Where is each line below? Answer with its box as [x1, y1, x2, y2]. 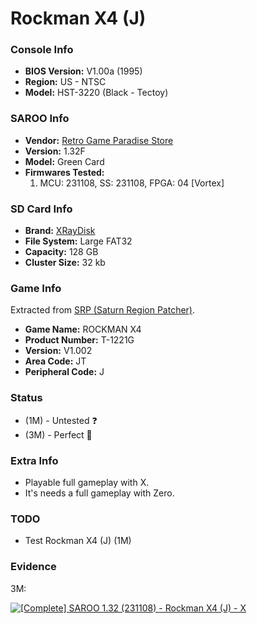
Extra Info [10, 453, 59, 467]
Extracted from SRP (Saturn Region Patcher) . [10, 304, 196, 316]
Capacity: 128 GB [24, 246, 99, 258]
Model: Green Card [24, 155, 105, 167]
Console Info [10, 43, 74, 57]
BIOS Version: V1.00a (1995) [24, 65, 143, 77]
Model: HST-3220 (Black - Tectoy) [24, 87, 169, 99]
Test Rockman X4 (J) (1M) [24, 535, 132, 547]
